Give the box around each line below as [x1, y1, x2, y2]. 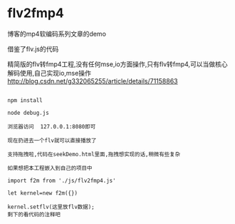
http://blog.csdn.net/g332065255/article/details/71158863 [7, 76, 178, 85]
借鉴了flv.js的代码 [7, 44, 59, 53]
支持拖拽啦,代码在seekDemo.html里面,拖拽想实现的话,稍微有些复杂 [7, 151, 181, 158]
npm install [7, 96, 43, 104]
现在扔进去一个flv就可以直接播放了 [7, 137, 97, 144]
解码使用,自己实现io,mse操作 [7, 68, 91, 77]
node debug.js [7, 109, 50, 116]
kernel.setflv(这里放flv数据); [7, 203, 95, 210]
